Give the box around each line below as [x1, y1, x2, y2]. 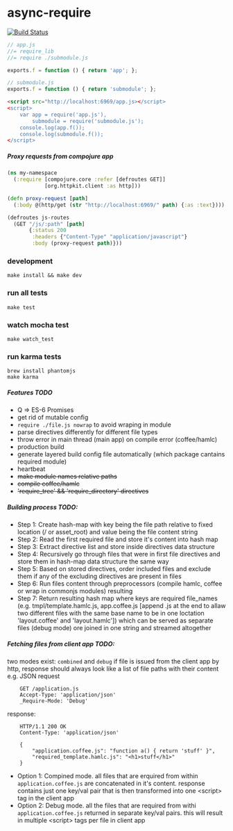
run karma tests [7, 352, 62, 361]
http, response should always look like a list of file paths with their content [7, 665, 219, 673]
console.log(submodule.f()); [19, 131, 104, 138]
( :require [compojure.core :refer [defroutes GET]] [13, 176, 166, 183]
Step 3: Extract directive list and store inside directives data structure [17, 543, 215, 551]
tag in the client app [17, 794, 75, 803]
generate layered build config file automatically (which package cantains [17, 450, 225, 459]
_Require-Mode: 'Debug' [19, 698, 89, 705]
